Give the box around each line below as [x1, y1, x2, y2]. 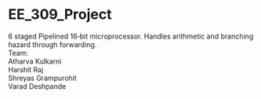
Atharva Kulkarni [8, 57, 62, 66]
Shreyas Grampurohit [8, 73, 77, 82]
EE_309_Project [8, 5, 112, 24]
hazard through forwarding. [8, 39, 97, 49]
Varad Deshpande [8, 81, 67, 91]
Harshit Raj [8, 64, 44, 74]
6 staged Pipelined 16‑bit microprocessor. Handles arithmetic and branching [8, 31, 254, 41]
